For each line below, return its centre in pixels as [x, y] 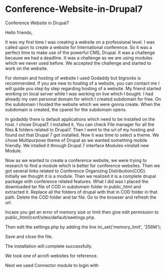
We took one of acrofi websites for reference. [52, 256]
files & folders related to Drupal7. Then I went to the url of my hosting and [80, 129]
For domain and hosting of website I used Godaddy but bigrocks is [73, 78]
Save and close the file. [29, 236]
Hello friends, [19, 32]
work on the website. [27, 68]
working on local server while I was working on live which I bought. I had [79, 94]
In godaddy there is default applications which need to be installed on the [80, 119]
